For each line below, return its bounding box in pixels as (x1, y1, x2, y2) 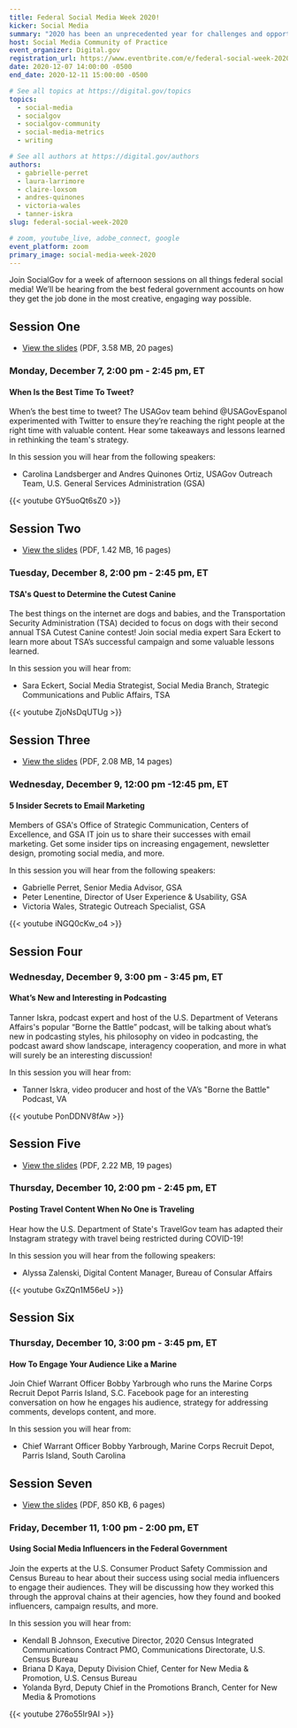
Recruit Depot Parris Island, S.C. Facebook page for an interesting (9, 1388, 249, 1399)
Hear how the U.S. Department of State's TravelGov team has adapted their (9, 1223, 284, 1234)
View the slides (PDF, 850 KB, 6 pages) (21, 1499, 165, 1510)
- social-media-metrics (17, 128, 104, 137)
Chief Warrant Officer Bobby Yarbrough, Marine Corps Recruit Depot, (21, 1441, 275, 1452)
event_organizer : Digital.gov (9, 46, 121, 55)
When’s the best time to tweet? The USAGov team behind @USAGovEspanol (9, 407, 287, 417)
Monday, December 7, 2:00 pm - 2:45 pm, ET (9, 365, 205, 377)
